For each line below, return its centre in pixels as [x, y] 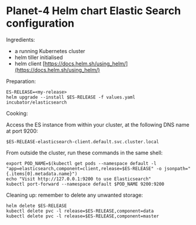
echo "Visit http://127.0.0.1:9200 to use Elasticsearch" [79, 179]
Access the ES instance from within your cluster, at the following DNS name [98, 124]
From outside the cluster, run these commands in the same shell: [84, 153]
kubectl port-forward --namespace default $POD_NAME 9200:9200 [85, 184]
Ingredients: [21, 39]
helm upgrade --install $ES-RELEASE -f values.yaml [71, 97]
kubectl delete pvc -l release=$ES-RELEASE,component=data [80, 211]
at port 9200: [22, 131]
